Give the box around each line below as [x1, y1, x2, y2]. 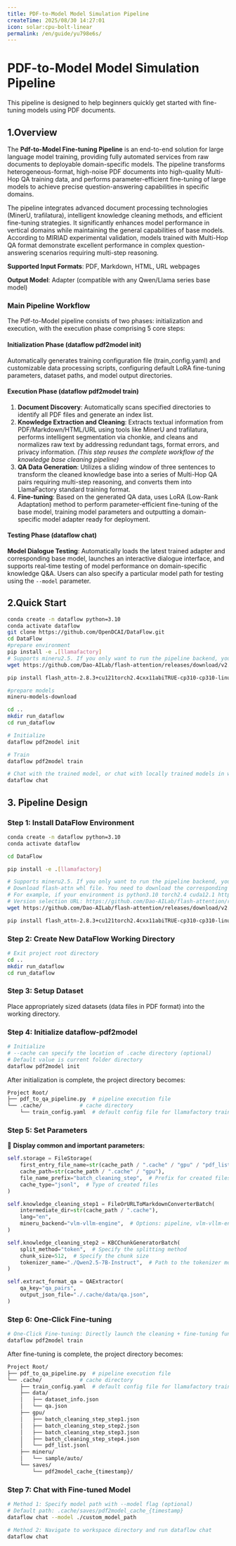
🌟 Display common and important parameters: [7, 1141, 145, 1150]
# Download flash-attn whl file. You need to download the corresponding [7, 885, 228, 892]
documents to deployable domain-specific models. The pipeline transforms [7, 160, 225, 168]
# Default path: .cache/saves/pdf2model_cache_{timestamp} [7, 1507, 184, 1514]
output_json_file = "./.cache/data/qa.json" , [20, 1291, 150, 1299]
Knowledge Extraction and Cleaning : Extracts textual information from [17, 417, 223, 426]
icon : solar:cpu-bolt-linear [7, 23, 93, 30]
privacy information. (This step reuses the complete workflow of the [17, 448, 214, 456]
